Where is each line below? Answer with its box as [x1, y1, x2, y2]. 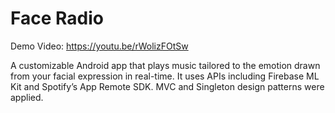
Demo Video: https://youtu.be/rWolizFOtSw [10, 40, 189, 52]
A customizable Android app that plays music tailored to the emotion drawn [10, 59, 321, 71]
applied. [10, 91, 44, 103]
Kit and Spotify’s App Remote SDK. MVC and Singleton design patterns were [10, 80, 325, 92]
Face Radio [10, 7, 104, 30]
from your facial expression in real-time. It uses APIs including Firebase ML [10, 70, 320, 82]
